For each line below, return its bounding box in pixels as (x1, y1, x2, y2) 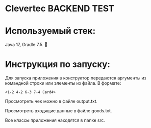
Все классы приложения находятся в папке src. (5, 117, 105, 123)
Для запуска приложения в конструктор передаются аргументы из (5, 75, 147, 81)
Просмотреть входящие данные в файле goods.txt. (5, 108, 112, 114)
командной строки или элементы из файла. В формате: (5, 80, 122, 86)
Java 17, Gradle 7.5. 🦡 (5, 42, 48, 48)
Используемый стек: (5, 26, 96, 37)
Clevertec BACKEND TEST (5, 3, 114, 14)
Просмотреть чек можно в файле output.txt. (5, 99, 98, 104)
